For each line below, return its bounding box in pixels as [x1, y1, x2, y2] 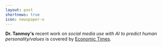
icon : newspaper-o [5, 17, 44, 22]
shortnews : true [5, 12, 40, 17]
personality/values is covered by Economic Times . [5, 36, 111, 42]
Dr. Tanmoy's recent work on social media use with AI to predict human [5, 31, 157, 37]
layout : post [5, 7, 33, 13]
